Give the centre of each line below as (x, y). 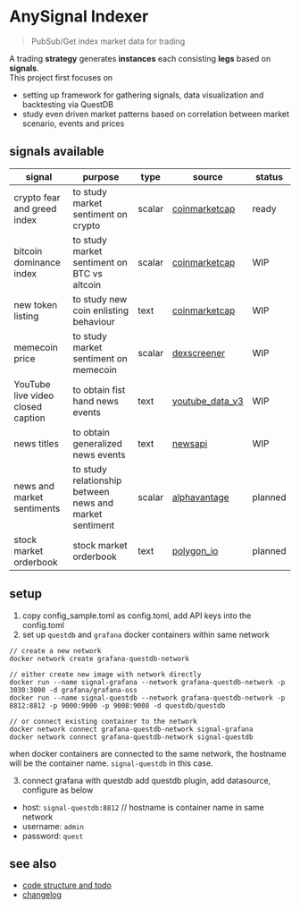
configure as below (58, 790)
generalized (98, 443)
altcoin (87, 285)
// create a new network (55, 650)
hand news (96, 401)
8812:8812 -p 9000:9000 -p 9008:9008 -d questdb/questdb (117, 705)
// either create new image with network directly (105, 674)
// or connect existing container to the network (104, 721)
